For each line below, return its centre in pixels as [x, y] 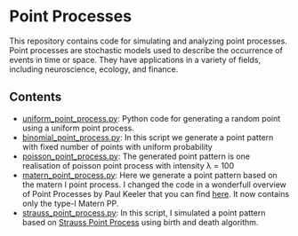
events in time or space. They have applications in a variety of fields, [135, 59]
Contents [36, 97]
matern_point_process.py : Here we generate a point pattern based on [149, 175]
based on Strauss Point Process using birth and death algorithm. [140, 222]
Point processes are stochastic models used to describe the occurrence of [146, 50]
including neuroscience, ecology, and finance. [94, 69]
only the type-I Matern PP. [70, 203]
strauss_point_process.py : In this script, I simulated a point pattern [144, 212]
